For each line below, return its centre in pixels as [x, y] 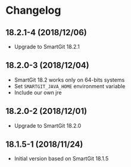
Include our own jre [38, 92]
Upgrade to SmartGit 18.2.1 [47, 47]
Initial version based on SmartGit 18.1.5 [61, 159]
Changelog [33, 10]
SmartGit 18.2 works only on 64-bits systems [69, 80]
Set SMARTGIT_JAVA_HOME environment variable [70, 86]
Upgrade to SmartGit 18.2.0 [48, 125]
